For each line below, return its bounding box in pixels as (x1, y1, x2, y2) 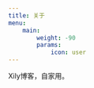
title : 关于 (8, 11, 45, 20)
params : (36, 41, 62, 49)
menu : (8, 19, 26, 27)
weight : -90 (36, 33, 77, 42)
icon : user (50, 48, 87, 56)
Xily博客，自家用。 (8, 71, 70, 80)
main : (22, 26, 41, 34)
